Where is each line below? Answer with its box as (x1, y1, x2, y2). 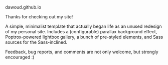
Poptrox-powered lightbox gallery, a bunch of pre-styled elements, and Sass (5, 34, 163, 40)
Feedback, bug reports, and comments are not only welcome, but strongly (5, 49, 159, 55)
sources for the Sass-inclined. (5, 39, 68, 45)
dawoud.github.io (5, 4, 42, 10)
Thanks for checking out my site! (5, 14, 73, 19)
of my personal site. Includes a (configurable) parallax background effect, (5, 29, 157, 34)
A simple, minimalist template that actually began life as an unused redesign (5, 23, 162, 29)
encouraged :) (5, 54, 35, 60)
